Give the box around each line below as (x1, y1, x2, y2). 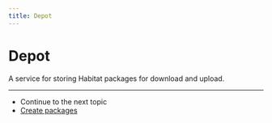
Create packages (19, 105, 79, 115)
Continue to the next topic (19, 96, 108, 106)
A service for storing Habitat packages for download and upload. (8, 74, 225, 83)
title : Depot (8, 11, 53, 20)
